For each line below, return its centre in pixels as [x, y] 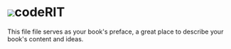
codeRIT [40, 12]
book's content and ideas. [45, 38]
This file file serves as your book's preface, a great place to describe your [116, 31]
